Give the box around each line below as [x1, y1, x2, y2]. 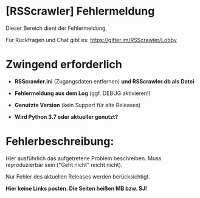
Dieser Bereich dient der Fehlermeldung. [5, 24, 108, 32]
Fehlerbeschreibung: [5, 135, 114, 149]
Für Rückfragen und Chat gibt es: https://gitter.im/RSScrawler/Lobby [5, 36, 177, 43]
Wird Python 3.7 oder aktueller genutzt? [14, 113, 119, 120]
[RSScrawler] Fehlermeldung [5, 4, 155, 18]
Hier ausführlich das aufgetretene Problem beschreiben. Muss [5, 154, 162, 162]
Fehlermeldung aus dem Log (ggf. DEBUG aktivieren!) [14, 90, 151, 97]
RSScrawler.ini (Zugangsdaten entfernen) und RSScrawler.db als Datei [14, 77, 195, 85]
